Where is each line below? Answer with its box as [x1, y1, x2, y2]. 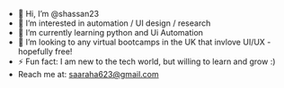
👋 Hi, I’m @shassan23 [17, 9, 100, 19]
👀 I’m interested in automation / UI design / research [17, 18, 211, 28]
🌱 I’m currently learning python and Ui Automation [17, 28, 204, 37]
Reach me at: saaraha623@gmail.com [17, 69, 159, 79]
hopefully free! [17, 46, 73, 57]
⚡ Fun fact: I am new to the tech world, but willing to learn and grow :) [17, 56, 276, 67]
